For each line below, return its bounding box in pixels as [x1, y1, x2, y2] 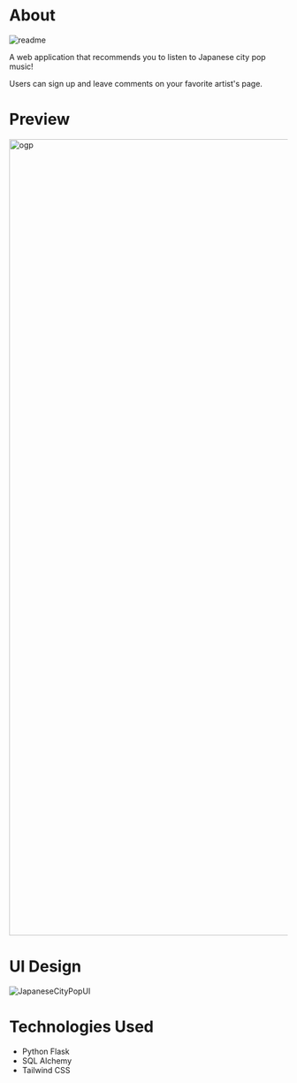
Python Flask [21, 1046, 70, 1056]
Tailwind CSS [21, 1064, 71, 1075]
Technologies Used [9, 1017, 155, 1036]
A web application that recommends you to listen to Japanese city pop [9, 51, 267, 62]
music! [9, 61, 34, 72]
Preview [9, 110, 71, 129]
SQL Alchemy [21, 1055, 72, 1066]
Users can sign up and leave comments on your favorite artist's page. [9, 78, 263, 88]
